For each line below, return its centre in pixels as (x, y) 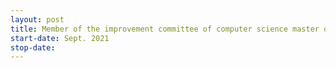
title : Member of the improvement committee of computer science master (165, 29)
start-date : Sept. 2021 (60, 38)
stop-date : (33, 47)
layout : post (37, 19)
